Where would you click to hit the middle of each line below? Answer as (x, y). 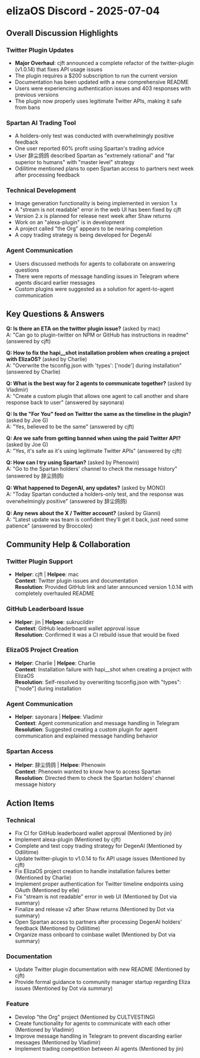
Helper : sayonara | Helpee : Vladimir (59, 717)
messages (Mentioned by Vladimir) (58, 1042)
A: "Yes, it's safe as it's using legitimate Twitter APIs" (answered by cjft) (94, 451)
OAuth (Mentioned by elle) (47, 890)
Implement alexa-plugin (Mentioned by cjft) (68, 840)
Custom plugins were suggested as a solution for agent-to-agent (94, 289)
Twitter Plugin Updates (40, 50)
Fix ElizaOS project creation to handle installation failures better (93, 871)
